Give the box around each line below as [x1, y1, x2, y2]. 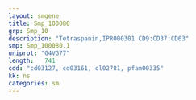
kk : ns [8, 72, 31, 80]
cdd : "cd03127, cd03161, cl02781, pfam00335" [8, 65, 164, 73]
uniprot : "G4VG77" [8, 49, 70, 57]
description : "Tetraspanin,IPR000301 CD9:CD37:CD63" [8, 34, 190, 43]
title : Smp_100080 [8, 19, 70, 27]
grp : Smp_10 [8, 27, 48, 35]
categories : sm [8, 79, 60, 87]
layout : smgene [8, 11, 60, 20]
